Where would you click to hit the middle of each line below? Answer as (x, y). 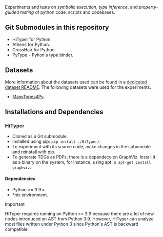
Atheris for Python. (31, 44)
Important (15, 204)
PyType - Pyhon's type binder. (43, 55)
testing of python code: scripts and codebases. (68, 12)
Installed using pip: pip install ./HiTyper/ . (56, 141)
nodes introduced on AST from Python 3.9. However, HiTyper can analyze (79, 218)
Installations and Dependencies (54, 112)
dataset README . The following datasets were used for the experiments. (78, 87)
